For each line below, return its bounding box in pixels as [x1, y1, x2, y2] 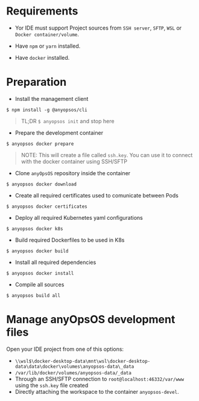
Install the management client [14, 95, 89, 102]
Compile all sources [14, 281, 65, 288]
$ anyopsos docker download [6, 181, 77, 187]
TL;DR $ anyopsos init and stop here [21, 117, 115, 124]
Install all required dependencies [14, 258, 96, 266]
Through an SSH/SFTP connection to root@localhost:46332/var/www [14, 375, 185, 382]
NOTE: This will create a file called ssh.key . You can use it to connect [21, 151, 193, 158]
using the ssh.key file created [14, 382, 89, 389]
